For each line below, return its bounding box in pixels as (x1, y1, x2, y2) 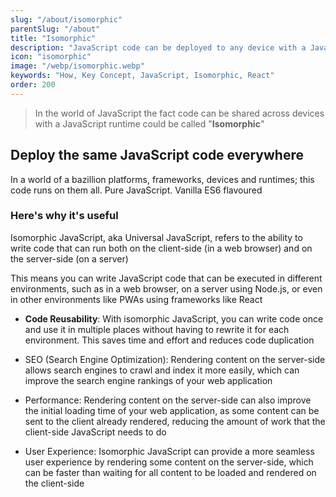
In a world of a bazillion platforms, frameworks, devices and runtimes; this (10, 173, 315, 185)
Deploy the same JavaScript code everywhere (10, 147, 304, 164)
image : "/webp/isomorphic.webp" (10, 61, 145, 71)
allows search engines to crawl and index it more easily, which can (24, 364, 300, 376)
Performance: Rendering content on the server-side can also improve (24, 394, 312, 406)
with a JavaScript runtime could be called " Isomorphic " (34, 117, 265, 130)
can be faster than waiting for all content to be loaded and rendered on (24, 466, 317, 478)
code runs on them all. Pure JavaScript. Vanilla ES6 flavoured (10, 184, 263, 196)
